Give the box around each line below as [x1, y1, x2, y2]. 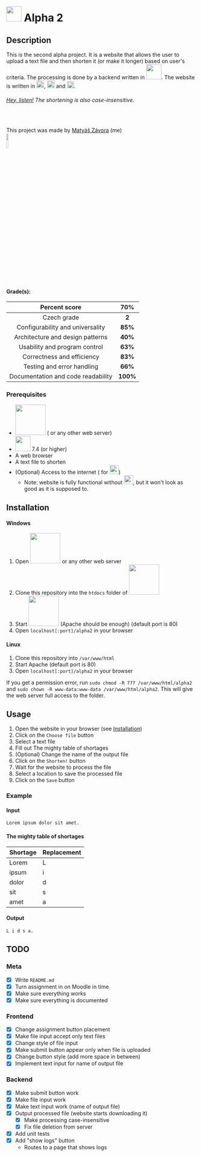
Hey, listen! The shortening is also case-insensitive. [6, 96, 135, 103]
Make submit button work [14, 1089, 79, 1097]
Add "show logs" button [14, 1137, 75, 1144]
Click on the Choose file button [14, 731, 94, 739]
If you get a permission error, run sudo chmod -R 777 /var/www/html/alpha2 [6, 679, 193, 686]
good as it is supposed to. [24, 485, 89, 492]
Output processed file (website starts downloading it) [14, 1109, 148, 1116]
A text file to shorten [14, 458, 66, 465]
